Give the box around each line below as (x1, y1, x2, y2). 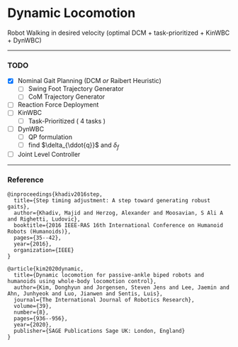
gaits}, (7, 203, 30, 210)
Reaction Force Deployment (17, 101, 99, 109)
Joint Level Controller (17, 150, 81, 158)
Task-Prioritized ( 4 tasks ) (28, 116, 106, 125)
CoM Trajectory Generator (28, 92, 106, 101)
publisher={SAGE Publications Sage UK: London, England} (13, 327, 186, 334)
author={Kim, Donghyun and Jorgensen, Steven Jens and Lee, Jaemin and (13, 284, 230, 291)
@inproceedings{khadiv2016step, (7, 190, 103, 198)
